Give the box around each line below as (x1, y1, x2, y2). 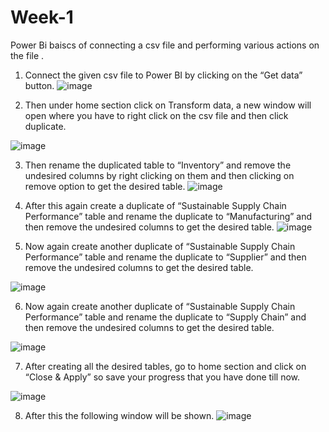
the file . (10, 49, 45, 61)
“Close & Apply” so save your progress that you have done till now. (24, 371, 301, 383)
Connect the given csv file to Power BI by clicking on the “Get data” (24, 69, 303, 81)
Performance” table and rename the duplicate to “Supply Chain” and (24, 311, 307, 323)
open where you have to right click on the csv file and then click (24, 109, 289, 121)
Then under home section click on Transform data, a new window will (24, 99, 312, 111)
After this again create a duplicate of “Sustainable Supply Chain (24, 199, 287, 211)
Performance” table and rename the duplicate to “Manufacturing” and (24, 210, 313, 222)
